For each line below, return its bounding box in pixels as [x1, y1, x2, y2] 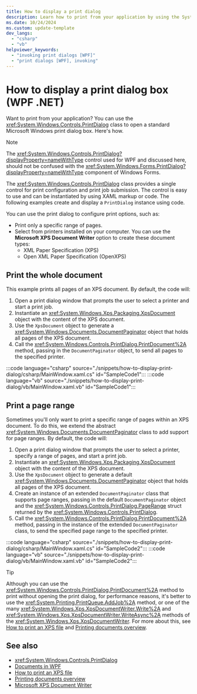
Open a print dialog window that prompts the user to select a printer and [14, 297, 189, 304]
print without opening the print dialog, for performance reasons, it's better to [6, 593, 191, 600]
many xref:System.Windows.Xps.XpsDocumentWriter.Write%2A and [6, 605, 171, 612]
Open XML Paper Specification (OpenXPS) [23, 253, 127, 260]
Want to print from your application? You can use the [6, 115, 134, 122]
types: [14, 240, 30, 247]
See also [6, 641, 38, 651]
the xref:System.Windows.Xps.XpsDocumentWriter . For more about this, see [6, 618, 191, 625]
